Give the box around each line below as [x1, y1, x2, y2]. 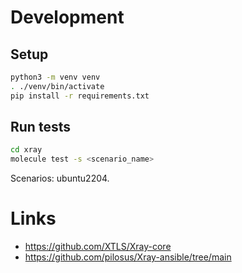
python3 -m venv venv [10, 72, 101, 82]
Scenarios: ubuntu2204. [10, 172, 110, 185]
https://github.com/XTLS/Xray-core [24, 241, 172, 253]
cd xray [10, 145, 43, 155]
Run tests [10, 119, 71, 136]
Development [10, 6, 125, 29]
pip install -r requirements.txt [10, 91, 150, 101]
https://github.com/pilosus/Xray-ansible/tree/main [24, 251, 232, 263]
